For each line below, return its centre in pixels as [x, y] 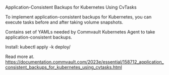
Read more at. [20, 56]
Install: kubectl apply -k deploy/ [38, 47]
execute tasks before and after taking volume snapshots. [64, 22]
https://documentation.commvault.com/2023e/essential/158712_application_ [84, 62]
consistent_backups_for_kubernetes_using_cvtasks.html [64, 67]
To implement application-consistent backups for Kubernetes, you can [78, 17]
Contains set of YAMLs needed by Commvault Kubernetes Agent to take [80, 32]
